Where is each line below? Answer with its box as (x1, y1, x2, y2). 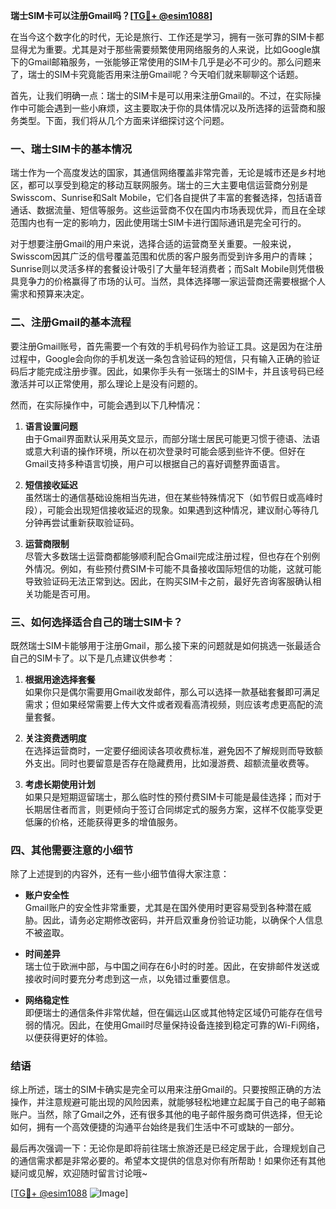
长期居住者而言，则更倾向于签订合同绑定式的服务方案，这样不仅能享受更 (24, 803, 323, 815)
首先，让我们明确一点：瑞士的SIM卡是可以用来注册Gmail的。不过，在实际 (10, 90, 313, 101)
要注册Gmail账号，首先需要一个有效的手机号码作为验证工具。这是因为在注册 (10, 340, 323, 352)
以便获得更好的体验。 (24, 1032, 113, 1044)
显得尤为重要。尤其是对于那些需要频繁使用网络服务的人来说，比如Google (10, 44, 312, 55)
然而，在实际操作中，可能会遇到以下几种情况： (10, 399, 203, 411)
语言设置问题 (24, 420, 78, 432)
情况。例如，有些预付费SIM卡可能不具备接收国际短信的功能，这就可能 (33, 562, 322, 574)
